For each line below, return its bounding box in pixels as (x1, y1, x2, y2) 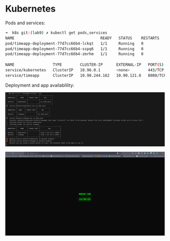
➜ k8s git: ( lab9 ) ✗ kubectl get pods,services (5, 30, 108, 35)
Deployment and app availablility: (5, 82, 74, 88)
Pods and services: (5, 20, 46, 26)
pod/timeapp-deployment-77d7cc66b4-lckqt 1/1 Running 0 (5, 41, 144, 46)
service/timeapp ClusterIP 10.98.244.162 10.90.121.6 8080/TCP (5, 73, 166, 78)
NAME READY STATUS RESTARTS (5, 35, 159, 41)
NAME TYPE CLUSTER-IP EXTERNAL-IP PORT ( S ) (5, 62, 164, 67)
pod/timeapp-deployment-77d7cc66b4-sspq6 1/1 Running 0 (5, 46, 144, 51)
